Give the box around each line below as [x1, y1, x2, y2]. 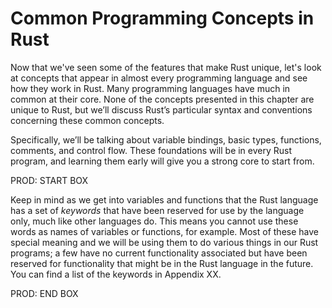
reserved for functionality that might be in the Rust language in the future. [10, 257, 314, 269]
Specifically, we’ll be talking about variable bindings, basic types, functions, [10, 133, 322, 146]
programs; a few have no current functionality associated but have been [10, 247, 308, 259]
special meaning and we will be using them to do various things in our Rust [10, 236, 319, 248]
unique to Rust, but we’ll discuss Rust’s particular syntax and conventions [10, 103, 313, 116]
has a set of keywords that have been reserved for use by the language [10, 204, 305, 216]
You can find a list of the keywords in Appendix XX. [10, 268, 222, 280]
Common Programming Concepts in [10, 7, 315, 30]
